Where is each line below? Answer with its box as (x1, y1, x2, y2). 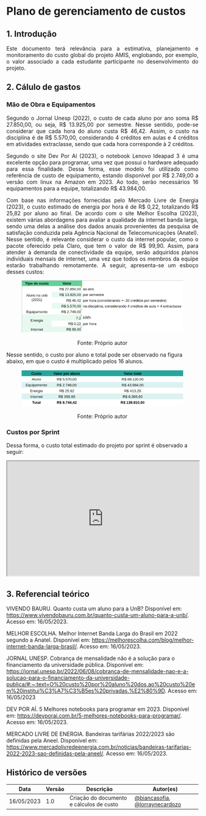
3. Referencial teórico (6, 588, 90, 599)
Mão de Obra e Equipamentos (6, 100, 96, 109)
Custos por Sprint (6, 428, 60, 436)
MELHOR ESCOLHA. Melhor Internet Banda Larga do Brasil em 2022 (6, 629, 178, 637)
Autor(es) (152, 785, 178, 793)
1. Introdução (6, 29, 57, 39)
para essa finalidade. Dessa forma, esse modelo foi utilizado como (6, 165, 199, 172)
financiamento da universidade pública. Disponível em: (6, 661, 144, 668)
